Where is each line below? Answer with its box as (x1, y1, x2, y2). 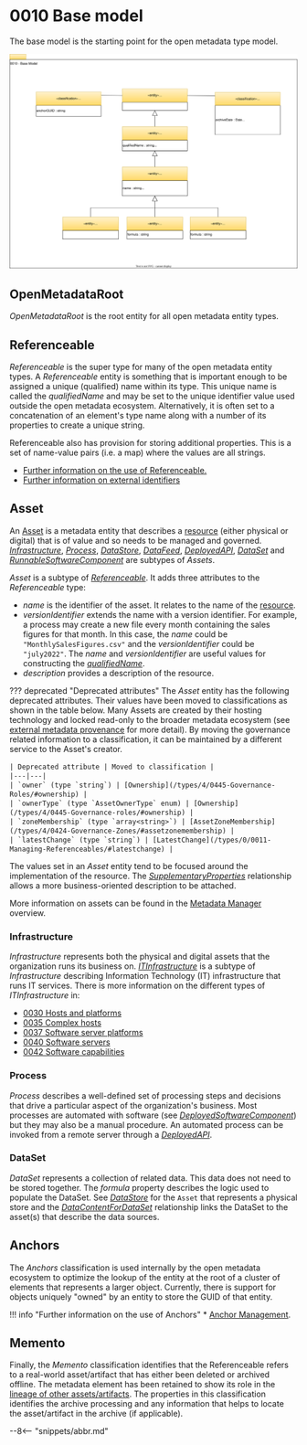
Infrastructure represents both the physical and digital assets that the (9, 951, 270, 962)
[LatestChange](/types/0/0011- (152, 835, 272, 845)
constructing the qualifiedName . (22, 657, 145, 668)
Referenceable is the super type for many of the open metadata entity (9, 362, 272, 373)
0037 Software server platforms (22, 1027, 143, 1038)
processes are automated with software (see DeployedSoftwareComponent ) (9, 1110, 297, 1121)
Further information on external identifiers (22, 474, 181, 485)
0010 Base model (9, 5, 143, 27)
